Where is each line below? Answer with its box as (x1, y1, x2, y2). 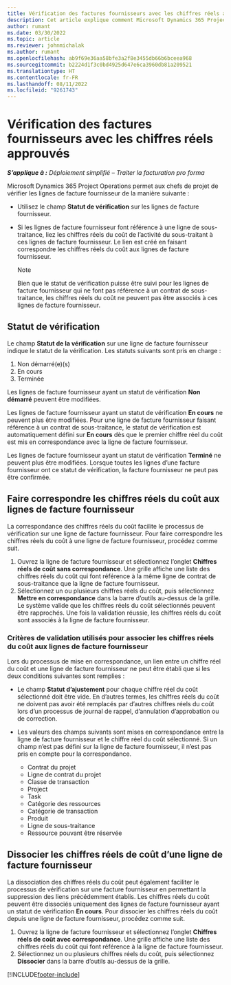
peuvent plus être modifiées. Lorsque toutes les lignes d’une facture (7, 458, 201, 467)
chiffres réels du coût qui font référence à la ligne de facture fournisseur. (16, 942, 223, 951)
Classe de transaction (27, 777, 89, 785)
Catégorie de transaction (27, 807, 98, 815)
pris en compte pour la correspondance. (16, 750, 132, 758)
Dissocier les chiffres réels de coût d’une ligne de (7, 849, 223, 860)
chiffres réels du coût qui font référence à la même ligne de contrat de (16, 572, 217, 580)
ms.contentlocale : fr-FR (7, 74, 78, 81)
